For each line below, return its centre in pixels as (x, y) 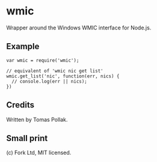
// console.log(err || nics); (49, 81)
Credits (20, 105)
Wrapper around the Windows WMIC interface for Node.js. (79, 28)
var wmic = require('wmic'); (43, 60)
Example (23, 46)
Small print (27, 138)
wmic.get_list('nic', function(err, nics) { (63, 76)
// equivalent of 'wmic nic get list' (55, 71)
